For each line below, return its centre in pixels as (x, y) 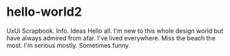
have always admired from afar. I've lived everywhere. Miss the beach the (111, 38)
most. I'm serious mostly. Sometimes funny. (69, 45)
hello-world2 (44, 12)
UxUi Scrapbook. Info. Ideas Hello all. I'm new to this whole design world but (115, 31)
